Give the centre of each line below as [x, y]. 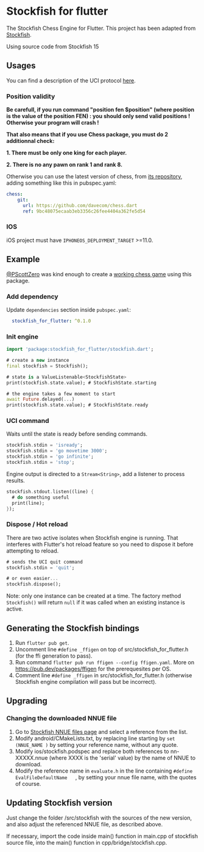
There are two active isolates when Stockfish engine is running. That [92, 538]
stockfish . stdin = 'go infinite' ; [50, 457]
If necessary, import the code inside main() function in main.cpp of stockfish [102, 836]
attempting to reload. [33, 551]
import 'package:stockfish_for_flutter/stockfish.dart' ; [80, 350]
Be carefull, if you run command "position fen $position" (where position [100, 110]
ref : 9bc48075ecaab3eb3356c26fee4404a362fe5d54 [84, 211]
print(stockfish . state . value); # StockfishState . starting [81, 383]
